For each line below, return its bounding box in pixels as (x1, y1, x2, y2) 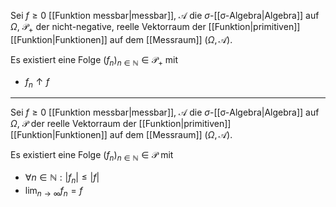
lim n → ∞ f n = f (24, 184, 83, 199)
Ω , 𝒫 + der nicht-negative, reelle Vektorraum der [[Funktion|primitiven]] (10, 21, 301, 35)
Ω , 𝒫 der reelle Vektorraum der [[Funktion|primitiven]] (10, 118, 232, 130)
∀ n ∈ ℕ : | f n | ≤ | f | (24, 171, 100, 185)
